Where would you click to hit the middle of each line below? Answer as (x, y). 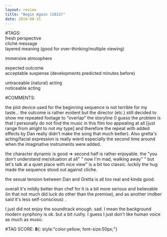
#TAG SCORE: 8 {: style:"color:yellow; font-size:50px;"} (61, 229)
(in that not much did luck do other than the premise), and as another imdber (83, 194)
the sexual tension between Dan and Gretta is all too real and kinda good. (80, 179)
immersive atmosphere (29, 59)
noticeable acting (23, 88)
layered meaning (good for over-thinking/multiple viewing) (65, 49)
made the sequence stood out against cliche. (51, 170)
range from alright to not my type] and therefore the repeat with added (78, 128)
